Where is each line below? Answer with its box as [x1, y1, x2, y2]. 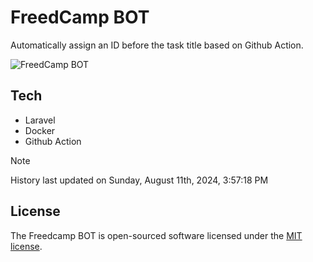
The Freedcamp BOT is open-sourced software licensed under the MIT [10, 229, 303, 241]
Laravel [24, 114, 56, 126]
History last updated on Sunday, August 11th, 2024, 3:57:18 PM [10, 174, 269, 186]
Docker [24, 124, 56, 136]
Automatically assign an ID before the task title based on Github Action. [10, 39, 304, 51]
